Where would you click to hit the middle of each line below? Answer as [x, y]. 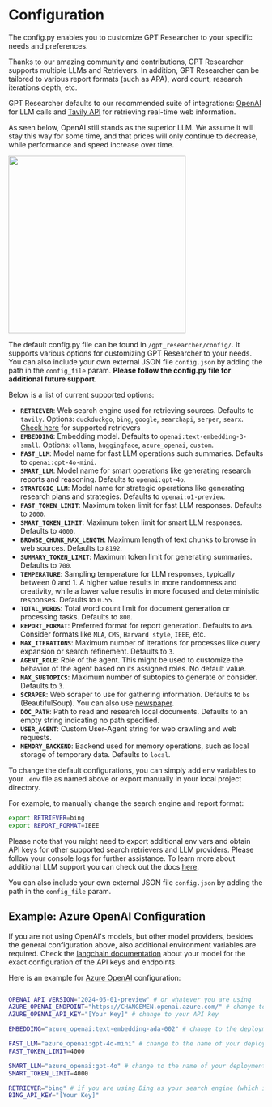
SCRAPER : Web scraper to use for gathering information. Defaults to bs [135, 694]
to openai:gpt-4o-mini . [58, 462]
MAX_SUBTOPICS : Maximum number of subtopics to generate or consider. [138, 677]
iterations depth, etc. [43, 87]
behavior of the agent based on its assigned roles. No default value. [133, 668]
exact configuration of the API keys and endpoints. [93, 962]
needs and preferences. [48, 45]
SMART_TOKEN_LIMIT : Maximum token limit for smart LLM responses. [131, 522]
